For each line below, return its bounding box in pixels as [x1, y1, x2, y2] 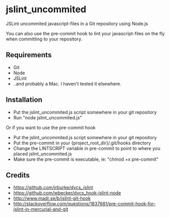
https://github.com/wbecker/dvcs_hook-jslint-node [13, 190, 121, 196]
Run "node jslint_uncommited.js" [13, 114, 82, 121]
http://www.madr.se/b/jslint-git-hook [13, 196, 91, 202]
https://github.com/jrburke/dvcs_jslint [13, 184, 94, 190]
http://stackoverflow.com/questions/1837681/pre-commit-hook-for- [13, 201, 156, 207]
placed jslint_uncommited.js [13, 150, 72, 157]
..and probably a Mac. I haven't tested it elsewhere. [13, 80, 122, 86]
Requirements [6, 51, 52, 59]
